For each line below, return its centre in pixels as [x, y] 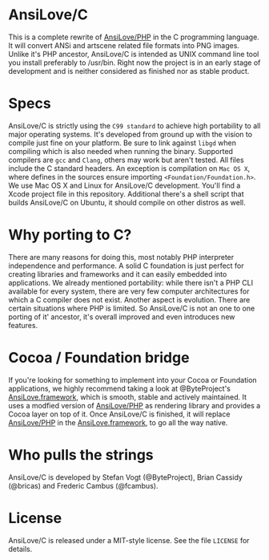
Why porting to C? [70, 235]
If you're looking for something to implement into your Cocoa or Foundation [133, 379]
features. [23, 325]
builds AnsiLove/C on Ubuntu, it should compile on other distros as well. [127, 202]
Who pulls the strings [81, 454]
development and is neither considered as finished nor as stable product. [129, 71]
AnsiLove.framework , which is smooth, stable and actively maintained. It [127, 397]
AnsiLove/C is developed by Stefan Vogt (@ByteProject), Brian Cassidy [125, 477]
